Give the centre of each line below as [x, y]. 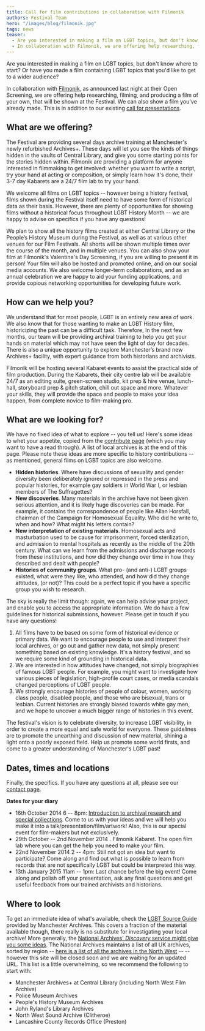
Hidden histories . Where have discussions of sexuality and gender [99, 472]
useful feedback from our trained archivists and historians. [89, 885]
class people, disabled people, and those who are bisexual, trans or [100, 698]
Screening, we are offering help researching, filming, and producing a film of [102, 95]
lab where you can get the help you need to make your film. [90, 845]
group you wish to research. [51, 589]
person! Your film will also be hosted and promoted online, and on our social [102, 263]
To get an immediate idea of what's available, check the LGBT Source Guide [102, 918]
